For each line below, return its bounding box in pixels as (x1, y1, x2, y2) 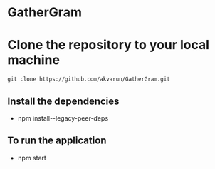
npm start (17, 153, 46, 162)
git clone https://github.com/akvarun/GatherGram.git (7, 76, 171, 83)
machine (7, 52, 61, 68)
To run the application (7, 135, 107, 147)
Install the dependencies (7, 95, 120, 107)
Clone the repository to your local (7, 37, 210, 53)
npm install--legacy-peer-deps (17, 113, 109, 122)
